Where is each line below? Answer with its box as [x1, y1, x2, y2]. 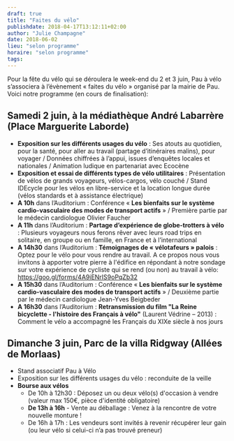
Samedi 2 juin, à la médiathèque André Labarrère [7, 110, 224, 122]
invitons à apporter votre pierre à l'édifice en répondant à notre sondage [17, 257, 226, 266]
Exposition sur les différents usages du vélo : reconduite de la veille [17, 374, 212, 382]
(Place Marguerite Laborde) [7, 121, 129, 133]
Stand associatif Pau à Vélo [17, 367, 96, 375]
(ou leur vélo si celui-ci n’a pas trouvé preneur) [27, 426, 163, 435]
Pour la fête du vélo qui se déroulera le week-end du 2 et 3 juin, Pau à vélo [7, 75, 222, 83]
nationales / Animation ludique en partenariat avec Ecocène [17, 161, 189, 170]
